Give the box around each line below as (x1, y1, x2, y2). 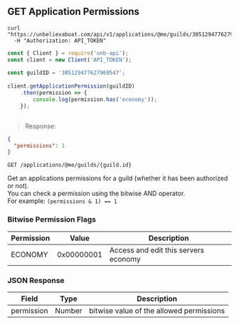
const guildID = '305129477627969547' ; (7, 69, 126, 77)
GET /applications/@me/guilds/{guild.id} (7, 162, 132, 169)
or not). (7, 182, 29, 190)
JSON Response (7, 275, 65, 285)
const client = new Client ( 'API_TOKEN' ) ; (7, 56, 132, 63)
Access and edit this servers (109, 245, 205, 255)
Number (55, 306, 83, 316)
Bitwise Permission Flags (7, 215, 96, 225)
